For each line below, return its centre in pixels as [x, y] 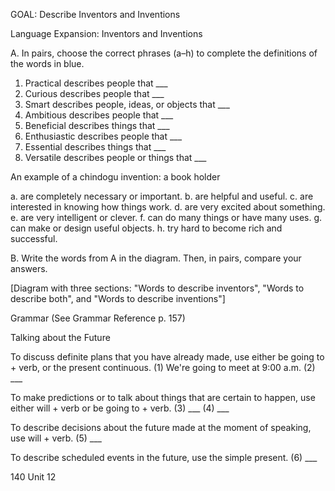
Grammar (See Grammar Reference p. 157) [98, 318]
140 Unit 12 [33, 477]
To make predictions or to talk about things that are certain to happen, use [163, 397]
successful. [34, 238]
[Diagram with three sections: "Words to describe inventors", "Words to [157, 288]
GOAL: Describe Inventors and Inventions [95, 14]
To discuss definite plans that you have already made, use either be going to [167, 357]
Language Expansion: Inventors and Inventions [106, 33]
